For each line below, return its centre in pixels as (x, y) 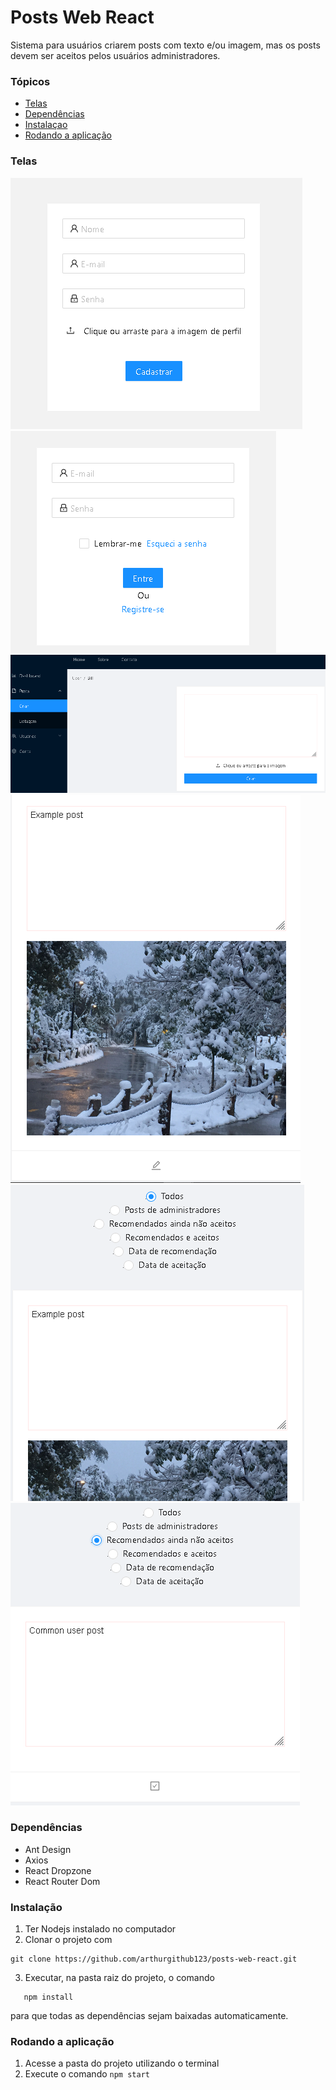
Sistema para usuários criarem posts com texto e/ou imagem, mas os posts (165, 45)
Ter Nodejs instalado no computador (100, 1929)
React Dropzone (58, 1870)
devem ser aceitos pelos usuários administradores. (115, 55)
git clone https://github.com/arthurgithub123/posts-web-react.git (154, 1959)
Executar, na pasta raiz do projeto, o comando (119, 1978)
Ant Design (48, 1849)
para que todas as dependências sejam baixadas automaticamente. (149, 2016)
